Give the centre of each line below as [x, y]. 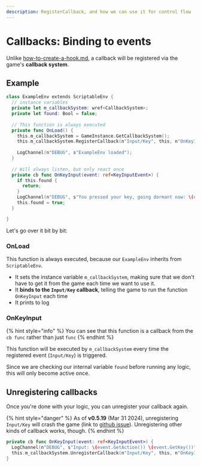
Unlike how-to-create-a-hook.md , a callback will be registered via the [92, 58]
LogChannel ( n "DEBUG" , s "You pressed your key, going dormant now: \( [106, 197]
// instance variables [40, 102]
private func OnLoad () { [42, 130]
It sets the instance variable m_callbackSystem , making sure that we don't [104, 277]
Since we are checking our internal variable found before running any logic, [99, 367]
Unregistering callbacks [52, 392]
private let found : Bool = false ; [54, 114]
